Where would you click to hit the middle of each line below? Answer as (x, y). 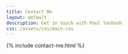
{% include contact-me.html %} (46, 46)
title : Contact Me (29, 12)
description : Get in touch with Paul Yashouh (64, 23)
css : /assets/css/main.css (40, 28)
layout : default (26, 17)
